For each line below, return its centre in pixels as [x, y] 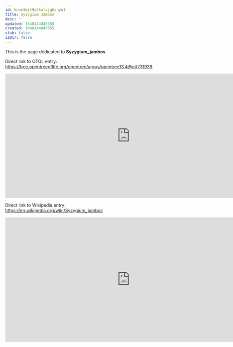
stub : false [17, 33]
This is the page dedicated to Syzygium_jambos [55, 52]
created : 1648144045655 [30, 28]
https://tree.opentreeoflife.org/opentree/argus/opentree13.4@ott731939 [79, 66]
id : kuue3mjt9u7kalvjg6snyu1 [35, 10]
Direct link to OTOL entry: [31, 61]
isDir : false [19, 38]
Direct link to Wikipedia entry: [35, 205]
